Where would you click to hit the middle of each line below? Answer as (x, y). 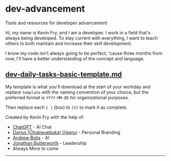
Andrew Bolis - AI (31, 138)
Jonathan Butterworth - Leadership (50, 143)
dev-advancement (45, 9)
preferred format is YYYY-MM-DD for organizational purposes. (67, 97)
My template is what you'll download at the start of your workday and (78, 87)
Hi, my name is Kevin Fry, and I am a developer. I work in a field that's (78, 32)
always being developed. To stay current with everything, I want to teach (81, 38)
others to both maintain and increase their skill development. (69, 43)
